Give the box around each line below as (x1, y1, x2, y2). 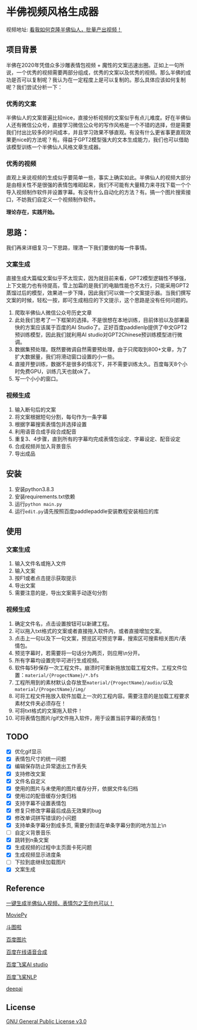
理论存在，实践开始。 (6, 209, 57, 216)
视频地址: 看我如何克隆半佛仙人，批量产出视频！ (6, 26, 122, 33)
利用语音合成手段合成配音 (14, 428, 77, 435)
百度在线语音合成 (6, 948, 47, 955)
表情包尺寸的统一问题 (14, 756, 66, 763)
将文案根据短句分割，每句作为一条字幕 (14, 413, 107, 420)
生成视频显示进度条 (14, 851, 62, 858)
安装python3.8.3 (14, 485, 55, 492)
